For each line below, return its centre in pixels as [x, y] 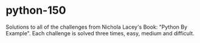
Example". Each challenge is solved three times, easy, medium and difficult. [100, 33]
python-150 [36, 10]
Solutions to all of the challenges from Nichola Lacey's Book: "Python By [97, 27]
